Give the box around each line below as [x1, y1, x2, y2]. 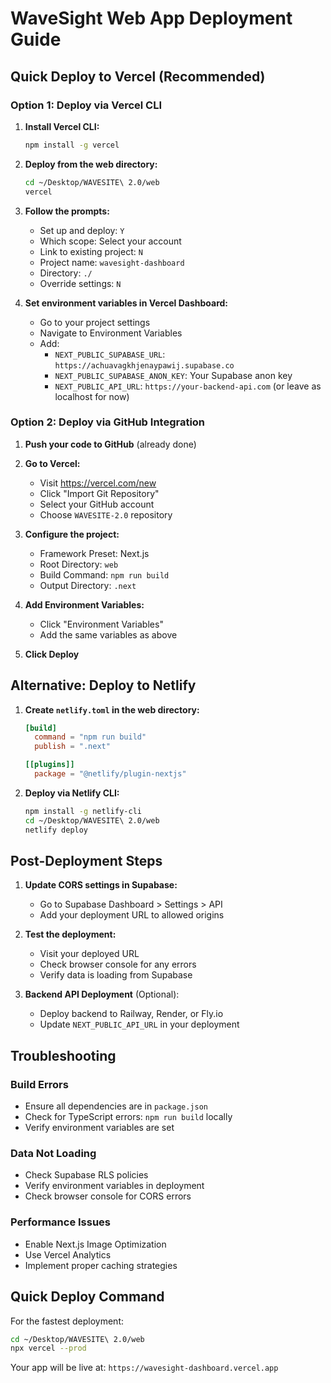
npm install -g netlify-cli [24, 806, 142, 816]
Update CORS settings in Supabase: [24, 879, 178, 891]
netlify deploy [24, 825, 89, 835]
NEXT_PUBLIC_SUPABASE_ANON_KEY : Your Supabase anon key [54, 369, 293, 381]
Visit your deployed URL [39, 948, 140, 960]
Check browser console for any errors [39, 958, 197, 971]
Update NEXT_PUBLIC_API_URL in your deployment [39, 1018, 240, 1031]
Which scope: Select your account [39, 235, 182, 247]
